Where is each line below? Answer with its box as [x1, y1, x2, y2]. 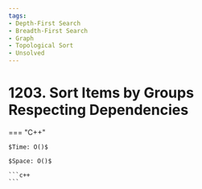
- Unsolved [8, 49, 45, 57]
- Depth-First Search [8, 19, 81, 27]
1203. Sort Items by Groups [8, 84, 195, 102]
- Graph [8, 34, 35, 43]
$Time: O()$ [8, 142, 48, 151]
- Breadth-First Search [8, 27, 89, 35]
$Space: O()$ [8, 157, 52, 165]
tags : [8, 11, 27, 20]
